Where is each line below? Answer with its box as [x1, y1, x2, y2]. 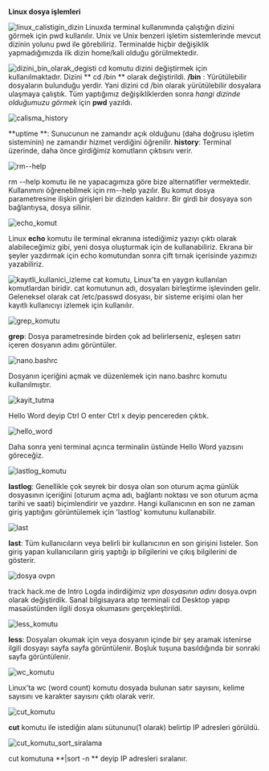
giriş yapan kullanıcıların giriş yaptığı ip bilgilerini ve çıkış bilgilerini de [8, 547, 238, 557]
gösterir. [8, 556, 36, 565]
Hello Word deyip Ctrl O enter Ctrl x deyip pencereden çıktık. [8, 411, 209, 420]
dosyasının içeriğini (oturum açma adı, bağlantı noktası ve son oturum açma [8, 490, 259, 500]
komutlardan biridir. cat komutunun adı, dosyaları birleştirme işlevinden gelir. [8, 284, 261, 292]
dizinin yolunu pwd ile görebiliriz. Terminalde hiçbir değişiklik [8, 39, 210, 49]
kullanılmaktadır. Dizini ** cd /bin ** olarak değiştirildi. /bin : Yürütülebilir [8, 72, 247, 81]
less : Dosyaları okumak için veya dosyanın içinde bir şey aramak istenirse [8, 634, 251, 644]
